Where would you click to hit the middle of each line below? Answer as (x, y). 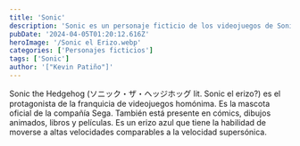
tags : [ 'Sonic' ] (39, 59)
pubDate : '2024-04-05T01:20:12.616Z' (79, 34)
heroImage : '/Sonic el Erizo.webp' (75, 42)
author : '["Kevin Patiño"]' (62, 68)
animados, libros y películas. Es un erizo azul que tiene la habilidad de (137, 122)
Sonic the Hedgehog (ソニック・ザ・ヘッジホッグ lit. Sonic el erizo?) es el (145, 93)
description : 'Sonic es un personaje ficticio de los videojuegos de (142, 26)
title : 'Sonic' (37, 17)
